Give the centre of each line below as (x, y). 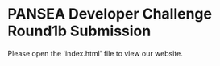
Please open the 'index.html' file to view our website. (95, 53)
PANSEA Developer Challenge (110, 14)
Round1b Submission (79, 31)
